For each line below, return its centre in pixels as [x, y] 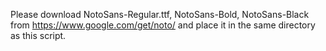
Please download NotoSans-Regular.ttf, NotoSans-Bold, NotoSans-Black [160, 14]
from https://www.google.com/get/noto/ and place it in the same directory [163, 25]
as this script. [38, 35]
